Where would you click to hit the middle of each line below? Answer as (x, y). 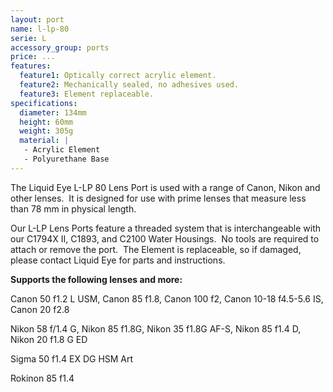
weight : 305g (46, 131)
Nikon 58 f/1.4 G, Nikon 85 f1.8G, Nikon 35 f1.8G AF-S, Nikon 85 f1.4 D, (156, 328)
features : (31, 66)
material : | (44, 141)
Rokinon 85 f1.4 (42, 378)
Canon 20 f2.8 (40, 309)
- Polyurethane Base (66, 159)
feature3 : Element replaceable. (87, 94)
